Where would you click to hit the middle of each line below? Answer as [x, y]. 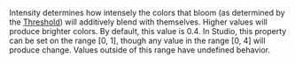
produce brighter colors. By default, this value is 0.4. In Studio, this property [148, 31]
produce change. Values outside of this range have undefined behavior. [140, 50]
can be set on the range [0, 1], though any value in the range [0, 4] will [137, 40]
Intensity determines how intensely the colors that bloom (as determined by [147, 13]
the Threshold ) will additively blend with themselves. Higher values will [138, 22]
